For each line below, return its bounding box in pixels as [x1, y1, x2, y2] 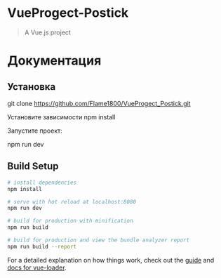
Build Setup [7, 160, 59, 173]
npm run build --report [7, 243, 77, 250]
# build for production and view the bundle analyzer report [7, 237, 190, 244]
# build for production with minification [7, 218, 133, 225]
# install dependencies [7, 179, 77, 186]
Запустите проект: [7, 126, 63, 135]
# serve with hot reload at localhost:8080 [7, 198, 137, 205]
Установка [7, 81, 56, 93]
